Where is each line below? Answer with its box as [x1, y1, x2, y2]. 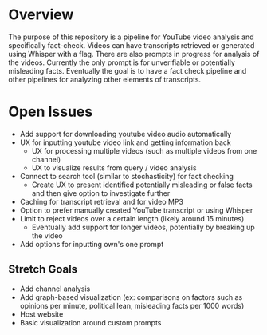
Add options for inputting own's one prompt [19, 239, 164, 249]
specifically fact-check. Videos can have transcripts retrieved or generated [8, 40, 255, 50]
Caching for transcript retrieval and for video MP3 [19, 197, 184, 206]
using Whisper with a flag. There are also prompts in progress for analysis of [8, 49, 260, 58]
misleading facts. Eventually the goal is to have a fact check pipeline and [8, 66, 247, 75]
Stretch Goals [8, 262, 78, 277]
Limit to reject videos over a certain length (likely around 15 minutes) [19, 213, 245, 223]
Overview [8, 6, 74, 24]
